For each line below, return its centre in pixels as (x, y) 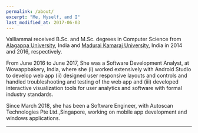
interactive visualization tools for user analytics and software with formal (94, 88)
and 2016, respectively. (34, 52)
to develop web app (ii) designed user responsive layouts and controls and (97, 76)
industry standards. (30, 94)
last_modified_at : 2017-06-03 (43, 22)
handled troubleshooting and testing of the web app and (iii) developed (92, 82)
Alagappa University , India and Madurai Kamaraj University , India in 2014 (94, 45)
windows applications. (33, 118)
